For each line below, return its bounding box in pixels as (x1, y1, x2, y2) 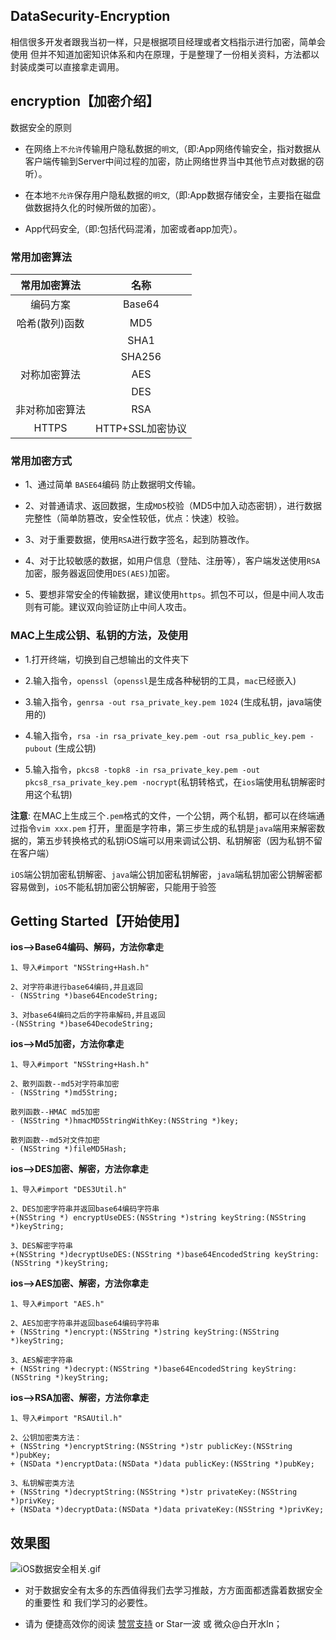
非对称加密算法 (15, 402, 87, 416)
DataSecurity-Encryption (10, 8, 171, 25)
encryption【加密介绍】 (10, 93, 160, 110)
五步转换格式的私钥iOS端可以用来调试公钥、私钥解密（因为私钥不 (44, 834, 315, 846)
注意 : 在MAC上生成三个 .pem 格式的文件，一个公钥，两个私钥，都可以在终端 (10, 809, 317, 821)
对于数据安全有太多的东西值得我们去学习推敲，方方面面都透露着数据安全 (24, 1584, 323, 1596)
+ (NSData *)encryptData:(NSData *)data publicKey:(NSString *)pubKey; (10, 1459, 315, 1469)
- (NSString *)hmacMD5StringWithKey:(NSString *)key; (10, 1116, 240, 1126)
